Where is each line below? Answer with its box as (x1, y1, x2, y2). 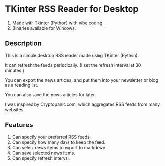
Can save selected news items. (12, 150, 75, 156)
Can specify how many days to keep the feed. (12, 139, 106, 145)
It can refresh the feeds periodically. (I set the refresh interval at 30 (5, 62, 141, 68)
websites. (5, 106, 25, 112)
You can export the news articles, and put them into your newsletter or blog (5, 77, 159, 83)
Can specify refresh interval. (12, 155, 70, 161)
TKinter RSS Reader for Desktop (5, 3, 139, 15)
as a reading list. (5, 82, 38, 88)
